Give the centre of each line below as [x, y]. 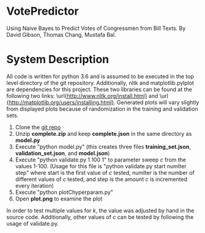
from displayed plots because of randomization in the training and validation [102, 109]
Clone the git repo [38, 127]
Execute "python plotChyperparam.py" [64, 192]
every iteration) [34, 185]
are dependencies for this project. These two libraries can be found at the [99, 89]
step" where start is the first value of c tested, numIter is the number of [105, 172]
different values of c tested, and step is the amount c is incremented [101, 179]
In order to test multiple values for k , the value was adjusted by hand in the [100, 210]
